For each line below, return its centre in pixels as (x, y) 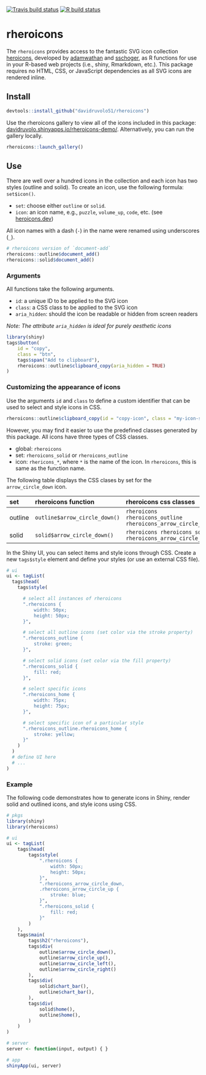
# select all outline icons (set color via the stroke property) (108, 633)
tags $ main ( (31, 935)
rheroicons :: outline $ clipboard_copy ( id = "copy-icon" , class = (89, 418)
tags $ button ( (23, 343)
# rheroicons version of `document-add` (59, 249)
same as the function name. (50, 468)
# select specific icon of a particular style (83, 723)
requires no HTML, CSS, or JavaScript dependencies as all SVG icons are (99, 71)
